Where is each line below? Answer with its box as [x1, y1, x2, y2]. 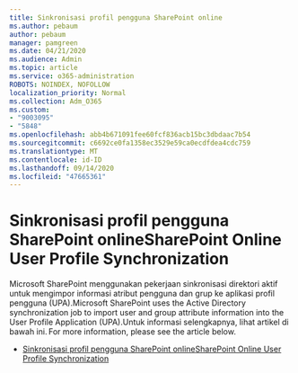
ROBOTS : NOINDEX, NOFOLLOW [9, 80, 110, 89]
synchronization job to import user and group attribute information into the [9, 307, 285, 318]
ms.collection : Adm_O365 [9, 96, 102, 106]
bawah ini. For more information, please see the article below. [9, 326, 236, 337]
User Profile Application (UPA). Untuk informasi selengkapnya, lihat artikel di [9, 316, 289, 328]
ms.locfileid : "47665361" [9, 172, 106, 181]
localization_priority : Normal [9, 88, 127, 97]
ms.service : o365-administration [9, 72, 135, 81]
